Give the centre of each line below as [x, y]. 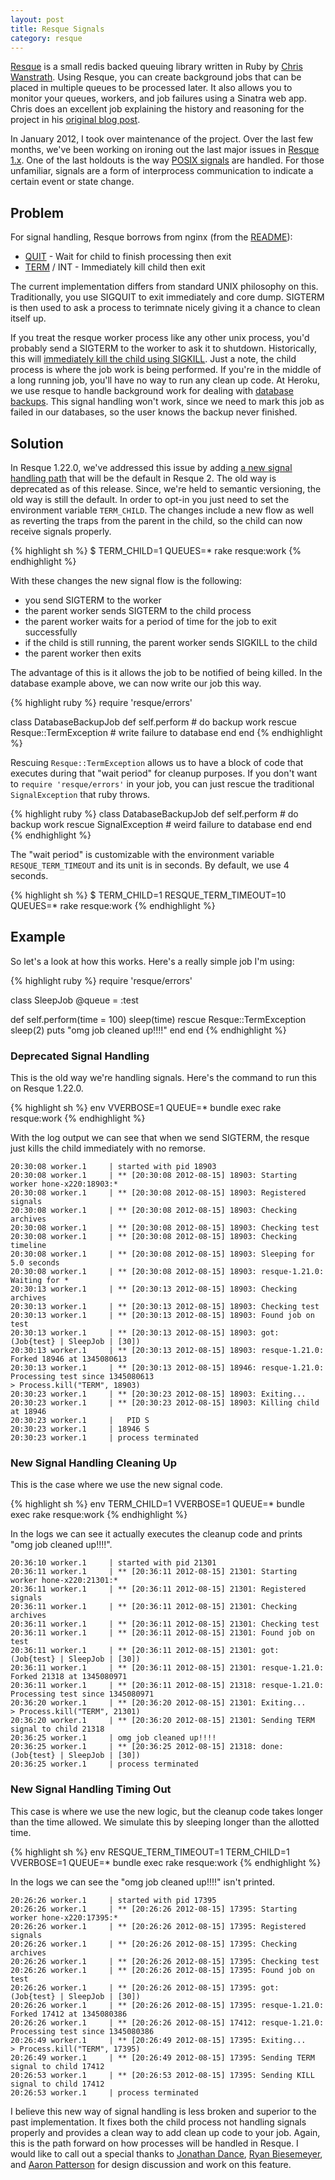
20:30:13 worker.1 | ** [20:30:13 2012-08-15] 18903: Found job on [162, 1316]
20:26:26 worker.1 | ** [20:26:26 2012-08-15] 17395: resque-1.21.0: [167, 2005]
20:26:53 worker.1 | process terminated [104, 2092]
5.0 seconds [35, 1263]
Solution [37, 443]
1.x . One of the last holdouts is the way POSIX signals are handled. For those [167, 160]
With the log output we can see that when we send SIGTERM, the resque [160, 1138]
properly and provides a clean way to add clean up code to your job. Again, [165, 2132]
